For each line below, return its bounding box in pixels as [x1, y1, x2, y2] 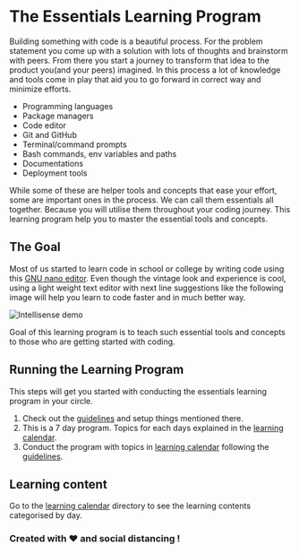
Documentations [21, 158, 83, 168]
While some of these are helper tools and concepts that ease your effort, [9, 185, 278, 195]
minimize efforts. [9, 83, 72, 94]
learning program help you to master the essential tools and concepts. [9, 213, 269, 224]
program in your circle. [9, 395, 94, 406]
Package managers [21, 110, 94, 121]
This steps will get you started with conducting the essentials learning [9, 385, 267, 396]
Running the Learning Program [9, 362, 184, 377]
